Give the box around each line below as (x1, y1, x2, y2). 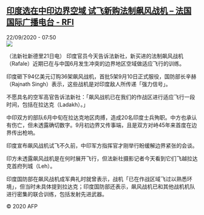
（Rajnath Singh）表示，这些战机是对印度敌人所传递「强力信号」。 (6, 80, 171, 87)
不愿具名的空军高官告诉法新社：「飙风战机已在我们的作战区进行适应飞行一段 (6, 93, 195, 100)
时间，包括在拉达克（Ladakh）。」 (6, 101, 89, 108)
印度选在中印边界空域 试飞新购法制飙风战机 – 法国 (6, 5, 192, 16)
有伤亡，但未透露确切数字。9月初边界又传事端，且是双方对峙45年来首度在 (6, 121, 192, 129)
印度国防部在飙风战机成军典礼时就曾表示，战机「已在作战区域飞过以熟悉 (6, 175, 187, 182)
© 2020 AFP (6, 202, 38, 210)
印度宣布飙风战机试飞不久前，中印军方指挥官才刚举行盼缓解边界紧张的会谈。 (6, 142, 198, 149)
